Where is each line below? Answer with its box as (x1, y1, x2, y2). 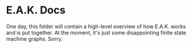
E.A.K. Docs (6, 4, 66, 17)
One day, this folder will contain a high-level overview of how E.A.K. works (6, 23, 186, 30)
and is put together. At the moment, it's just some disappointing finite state (6, 29, 187, 36)
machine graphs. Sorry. (6, 35, 63, 42)
